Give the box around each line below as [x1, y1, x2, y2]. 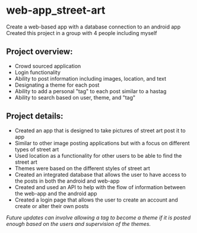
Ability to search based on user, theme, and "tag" [14, 94, 136, 101]
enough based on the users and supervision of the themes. [6, 220, 151, 227]
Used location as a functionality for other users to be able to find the [14, 152, 182, 159]
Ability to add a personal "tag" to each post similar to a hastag [14, 87, 167, 95]
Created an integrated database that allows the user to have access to [14, 171, 187, 178]
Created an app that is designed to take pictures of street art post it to [14, 127, 186, 134]
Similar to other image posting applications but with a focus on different [14, 139, 190, 146]
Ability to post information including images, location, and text [14, 75, 167, 82]
